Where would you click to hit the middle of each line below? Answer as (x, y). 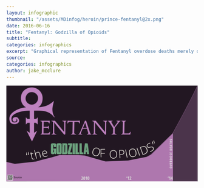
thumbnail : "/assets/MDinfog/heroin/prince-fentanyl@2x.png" (85, 19)
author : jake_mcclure (34, 71)
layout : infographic (32, 13)
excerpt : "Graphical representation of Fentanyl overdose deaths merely (100, 52)
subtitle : (19, 39)
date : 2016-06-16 (28, 26)
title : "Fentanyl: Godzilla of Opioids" (58, 32)
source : (16, 58)
